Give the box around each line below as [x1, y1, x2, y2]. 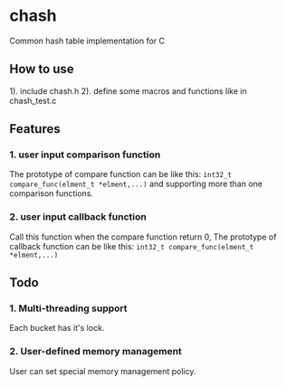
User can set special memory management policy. [9, 365, 196, 376]
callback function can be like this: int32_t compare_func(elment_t [9, 240, 254, 251]
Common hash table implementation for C [9, 35, 166, 46]
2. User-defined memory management [9, 345, 183, 358]
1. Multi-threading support [9, 302, 129, 315]
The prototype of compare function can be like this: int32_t [9, 169, 233, 180]
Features [9, 121, 61, 137]
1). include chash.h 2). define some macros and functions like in [9, 85, 247, 96]
